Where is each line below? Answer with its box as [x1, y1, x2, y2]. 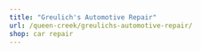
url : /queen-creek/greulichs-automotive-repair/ [9, 21, 193, 30]
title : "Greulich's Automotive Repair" [9, 12, 157, 22]
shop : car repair [9, 29, 74, 38]
